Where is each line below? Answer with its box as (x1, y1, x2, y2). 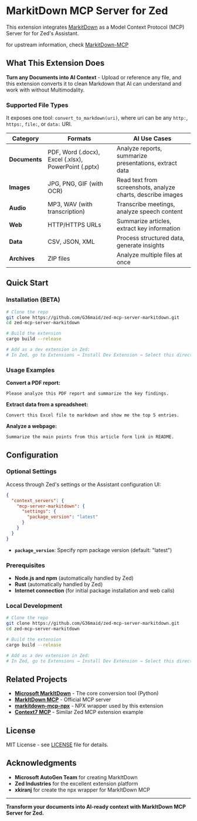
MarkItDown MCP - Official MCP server (14, 696, 111, 703)
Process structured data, (116, 234, 185, 242)
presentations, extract (116, 159, 177, 167)
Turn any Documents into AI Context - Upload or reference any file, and (6, 73, 182, 80)
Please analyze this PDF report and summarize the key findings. (6, 391, 169, 397)
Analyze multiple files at (116, 251, 183, 259)
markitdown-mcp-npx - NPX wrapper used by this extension (14, 702, 164, 709)
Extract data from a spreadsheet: (6, 401, 89, 408)
